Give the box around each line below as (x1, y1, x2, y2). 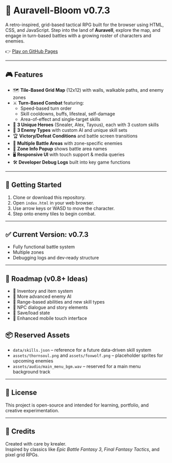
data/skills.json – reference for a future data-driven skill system (12, 347, 152, 353)
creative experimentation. (5, 407, 59, 413)
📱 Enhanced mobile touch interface (12, 315, 87, 321)
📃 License (5, 388, 37, 397)
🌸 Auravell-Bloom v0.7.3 (5, 5, 111, 16)
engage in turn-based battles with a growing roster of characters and (5, 32, 152, 38)
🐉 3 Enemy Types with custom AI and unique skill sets (12, 127, 127, 133)
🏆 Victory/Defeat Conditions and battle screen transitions (12, 133, 138, 139)
